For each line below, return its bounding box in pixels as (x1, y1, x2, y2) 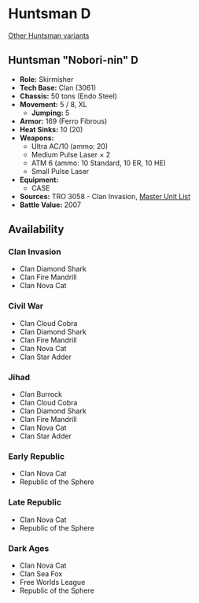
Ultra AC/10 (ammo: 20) (31, 141, 109, 150)
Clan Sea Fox (19, 568, 63, 579)
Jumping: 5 (31, 108, 70, 117)
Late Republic (8, 497, 61, 508)
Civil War (8, 301, 44, 312)
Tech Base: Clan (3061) (19, 83, 97, 92)
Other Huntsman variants (8, 31, 90, 40)
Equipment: (19, 175, 59, 184)
